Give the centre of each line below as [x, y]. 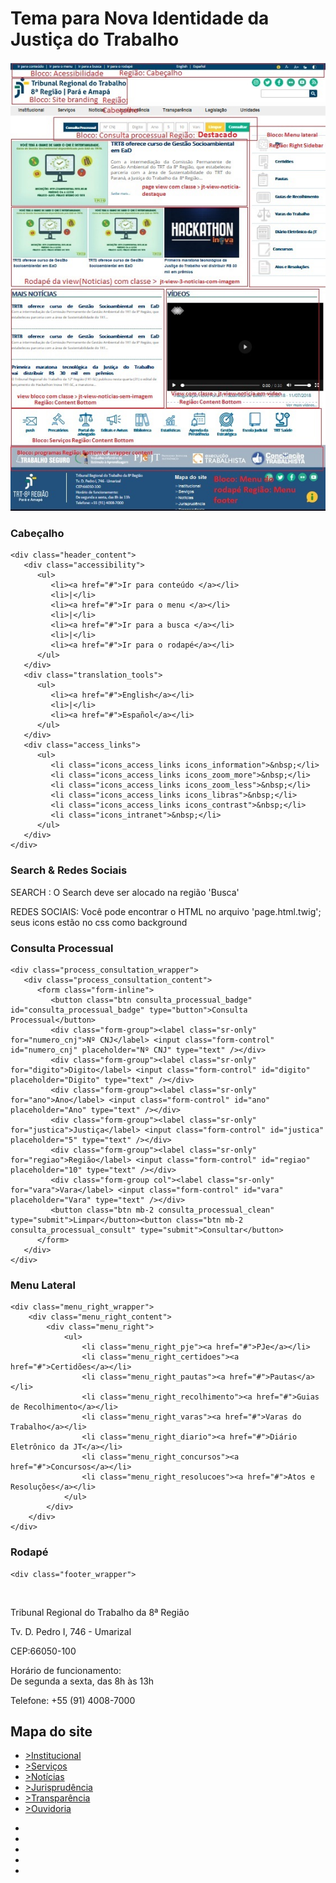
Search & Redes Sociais [69, 870]
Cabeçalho [37, 533]
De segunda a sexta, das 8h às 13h [82, 1681]
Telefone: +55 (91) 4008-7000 [73, 1700]
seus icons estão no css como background [99, 922]
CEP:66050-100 [43, 1651]
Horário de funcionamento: [66, 1670]
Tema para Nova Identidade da [140, 18]
